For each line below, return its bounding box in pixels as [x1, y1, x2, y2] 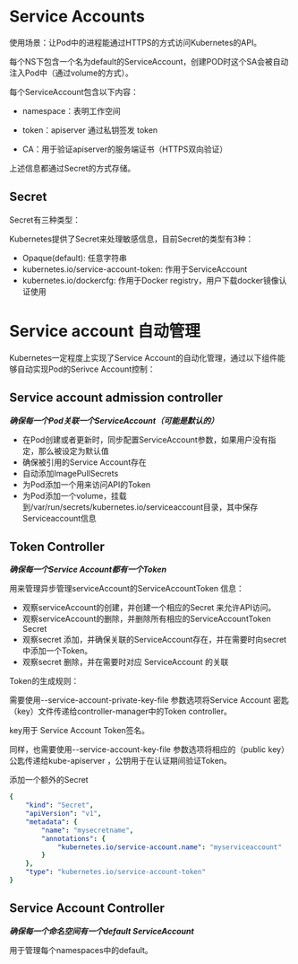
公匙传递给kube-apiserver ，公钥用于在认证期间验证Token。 [9, 756, 233, 767]
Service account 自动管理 [9, 320, 201, 341]
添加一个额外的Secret [9, 775, 89, 785]
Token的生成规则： [9, 676, 80, 687]
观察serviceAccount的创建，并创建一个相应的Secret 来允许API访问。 [21, 602, 277, 613]
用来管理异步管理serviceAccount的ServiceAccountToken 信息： [9, 583, 244, 594]
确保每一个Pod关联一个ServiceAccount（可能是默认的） [9, 415, 219, 425]
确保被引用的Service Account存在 [21, 456, 147, 468]
